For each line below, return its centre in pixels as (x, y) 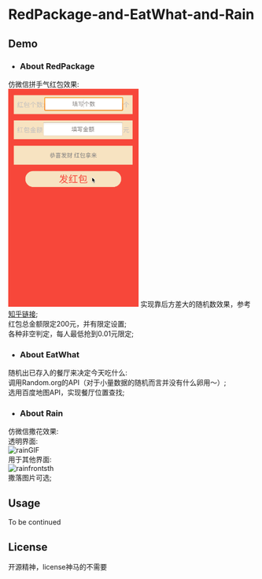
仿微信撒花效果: (33, 431)
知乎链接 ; (23, 314)
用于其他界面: (30, 460)
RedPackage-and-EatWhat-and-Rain (131, 15)
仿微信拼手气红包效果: (44, 84)
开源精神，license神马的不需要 (58, 567)
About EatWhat (50, 354)
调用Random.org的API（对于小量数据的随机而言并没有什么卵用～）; (117, 383)
